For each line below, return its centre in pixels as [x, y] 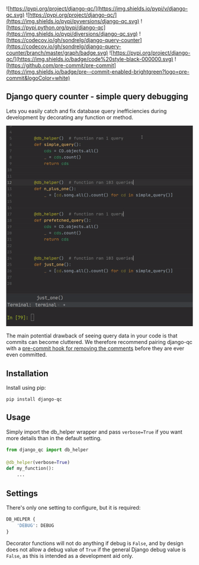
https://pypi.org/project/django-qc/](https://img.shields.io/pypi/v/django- [99, 9]
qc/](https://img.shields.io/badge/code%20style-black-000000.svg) [90, 59]
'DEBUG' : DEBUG [36, 525]
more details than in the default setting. [54, 438]
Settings [22, 493]
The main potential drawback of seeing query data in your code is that [92, 336]
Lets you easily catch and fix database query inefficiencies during [86, 111]
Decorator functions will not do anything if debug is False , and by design [95, 543]
